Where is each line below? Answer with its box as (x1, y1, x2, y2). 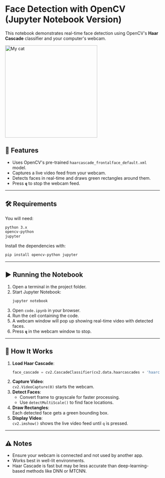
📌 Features (5, 146, 39, 155)
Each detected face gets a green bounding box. (12, 410, 109, 416)
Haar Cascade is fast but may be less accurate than (12, 463, 117, 469)
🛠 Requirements (5, 200, 57, 208)
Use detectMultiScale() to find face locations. (19, 400, 114, 406)
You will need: (5, 215, 33, 221)
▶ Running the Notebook (5, 271, 83, 279)
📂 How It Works (5, 347, 53, 355)
